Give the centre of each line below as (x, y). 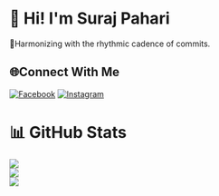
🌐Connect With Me (65, 72)
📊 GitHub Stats (68, 132)
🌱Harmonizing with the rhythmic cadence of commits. (110, 44)
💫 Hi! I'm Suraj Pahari (90, 19)
